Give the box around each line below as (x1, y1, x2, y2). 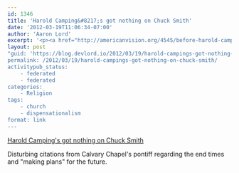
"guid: (7, 51, 27, 58)
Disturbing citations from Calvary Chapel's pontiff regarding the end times (7, 150, 225, 158)
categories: (7, 83, 43, 90)
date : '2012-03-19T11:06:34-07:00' (7, 23, 113, 31)
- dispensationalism (20, 110, 81, 117)
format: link (7, 116, 46, 123)
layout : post (7, 43, 46, 51)
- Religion (20, 90, 53, 97)
